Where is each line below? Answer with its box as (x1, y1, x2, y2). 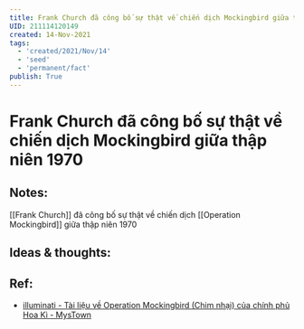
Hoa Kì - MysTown (22, 309, 92, 320)
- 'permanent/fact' (17, 64, 91, 73)
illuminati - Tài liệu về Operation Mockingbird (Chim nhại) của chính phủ (22, 299, 290, 310)
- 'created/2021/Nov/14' (17, 47, 111, 56)
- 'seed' (17, 55, 51, 64)
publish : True (9, 72, 63, 81)
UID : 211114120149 (9, 22, 79, 31)
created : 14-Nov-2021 (9, 30, 91, 39)
